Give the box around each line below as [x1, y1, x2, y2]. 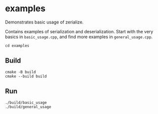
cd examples [5, 43, 29, 48]
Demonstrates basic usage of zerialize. [5, 19, 84, 25]
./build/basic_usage [5, 100, 47, 105]
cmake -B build [5, 69, 36, 74]
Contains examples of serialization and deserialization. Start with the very [5, 28, 153, 34]
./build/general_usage [5, 104, 51, 109]
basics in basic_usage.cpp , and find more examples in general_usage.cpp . [5, 34, 153, 40]
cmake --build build [5, 74, 47, 79]
